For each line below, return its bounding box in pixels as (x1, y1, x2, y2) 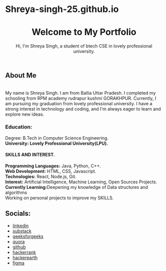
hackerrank (12, 249, 36, 255)
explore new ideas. (5, 111, 44, 117)
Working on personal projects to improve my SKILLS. (5, 195, 114, 201)
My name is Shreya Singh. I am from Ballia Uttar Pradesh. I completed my (5, 90, 156, 96)
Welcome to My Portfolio (31, 27, 136, 38)
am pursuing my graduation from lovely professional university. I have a (5, 100, 152, 106)
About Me (5, 71, 36, 80)
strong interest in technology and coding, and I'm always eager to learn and (5, 106, 161, 112)
